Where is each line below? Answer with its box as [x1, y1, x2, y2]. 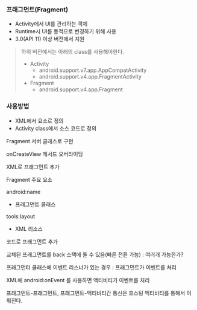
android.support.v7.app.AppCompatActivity [39, 66, 147, 74]
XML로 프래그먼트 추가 [6, 163, 60, 170]
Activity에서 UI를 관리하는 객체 [14, 20, 88, 28]
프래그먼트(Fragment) [6, 5, 68, 13]
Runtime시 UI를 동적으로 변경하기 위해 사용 [14, 28, 116, 35]
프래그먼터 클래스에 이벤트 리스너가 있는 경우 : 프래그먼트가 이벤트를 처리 [6, 263, 177, 271]
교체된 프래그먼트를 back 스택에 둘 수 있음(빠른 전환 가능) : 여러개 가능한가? [6, 251, 184, 258]
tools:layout [6, 213, 35, 220]
